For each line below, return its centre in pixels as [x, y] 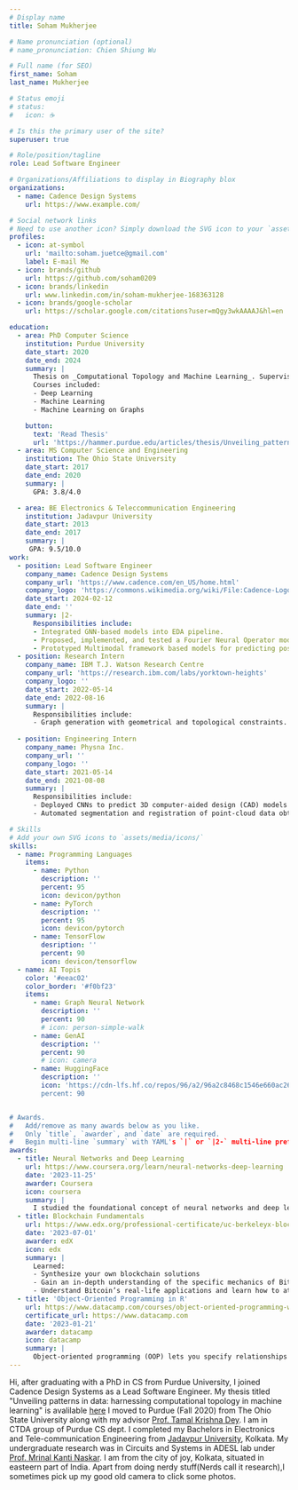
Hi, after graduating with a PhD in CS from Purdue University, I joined [135, 1382]
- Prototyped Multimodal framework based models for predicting [154, 648]
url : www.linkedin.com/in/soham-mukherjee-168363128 [125, 295]
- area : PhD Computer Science [73, 336]
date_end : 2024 [53, 361]
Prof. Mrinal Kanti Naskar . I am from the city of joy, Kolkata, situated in [137, 1457]
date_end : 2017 [53, 533]
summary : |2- [49, 615]
